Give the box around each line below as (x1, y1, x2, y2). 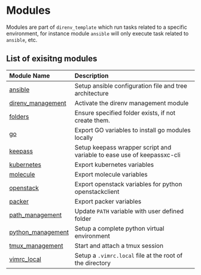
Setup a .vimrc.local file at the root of (74, 251, 183, 259)
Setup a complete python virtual (74, 224, 165, 232)
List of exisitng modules (6, 53, 98, 64)
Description (74, 71, 109, 80)
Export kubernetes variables (74, 160, 154, 169)
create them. (74, 116, 111, 124)
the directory (74, 259, 111, 267)
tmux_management (9, 241, 63, 250)
